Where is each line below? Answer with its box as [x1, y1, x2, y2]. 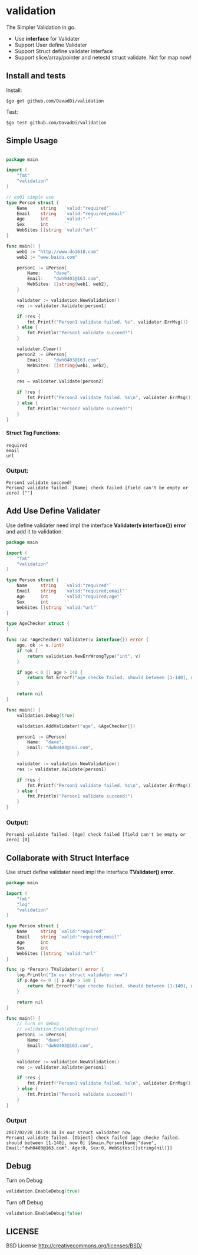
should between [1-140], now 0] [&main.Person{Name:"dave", [6, 1140, 157, 1146]
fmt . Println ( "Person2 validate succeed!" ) [27, 406, 133, 411]
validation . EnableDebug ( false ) [6, 1210, 83, 1216]
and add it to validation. [6, 528, 63, 535]
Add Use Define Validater [6, 506, 101, 516]
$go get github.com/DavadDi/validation [6, 98, 104, 104]
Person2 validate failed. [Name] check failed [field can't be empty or [6, 485, 189, 491]
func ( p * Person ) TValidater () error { [6, 967, 104, 973]
